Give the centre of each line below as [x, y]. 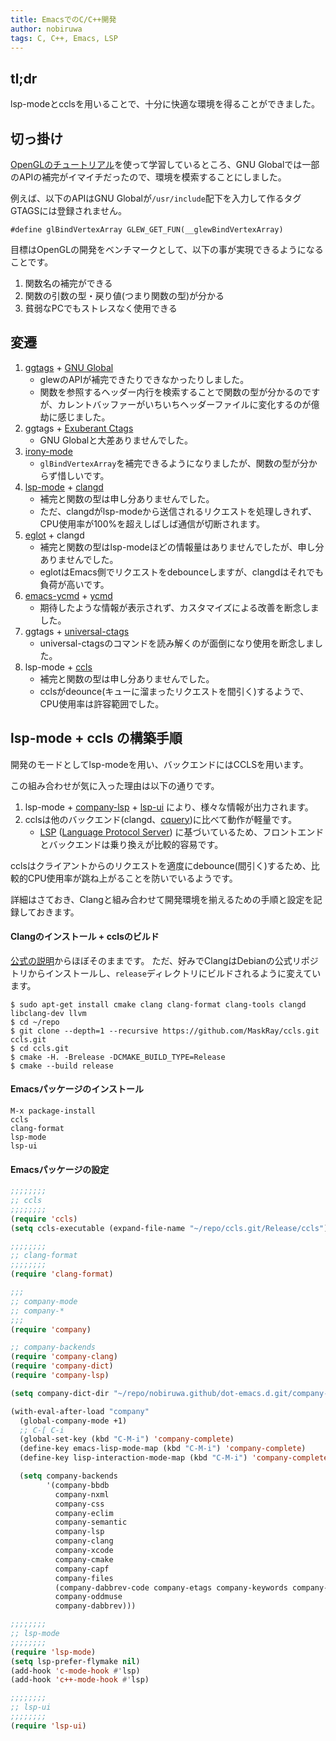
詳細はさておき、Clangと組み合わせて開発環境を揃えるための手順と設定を [162, 899]
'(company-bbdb [78, 1485]
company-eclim [84, 1513]
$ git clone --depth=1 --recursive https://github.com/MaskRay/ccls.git [165, 1031]
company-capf [82, 1569]
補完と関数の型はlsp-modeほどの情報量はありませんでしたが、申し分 [182, 547]
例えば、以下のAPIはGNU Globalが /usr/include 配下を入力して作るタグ [156, 198]
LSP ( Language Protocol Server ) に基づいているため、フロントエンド [182, 832]
